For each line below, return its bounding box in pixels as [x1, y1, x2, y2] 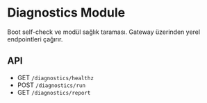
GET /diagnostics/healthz [17, 73, 94, 82]
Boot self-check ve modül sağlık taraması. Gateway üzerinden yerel [7, 28, 200, 36]
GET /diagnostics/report [17, 88, 91, 96]
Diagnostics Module [7, 5, 126, 21]
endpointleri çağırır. [7, 35, 63, 43]
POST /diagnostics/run [17, 81, 85, 89]
